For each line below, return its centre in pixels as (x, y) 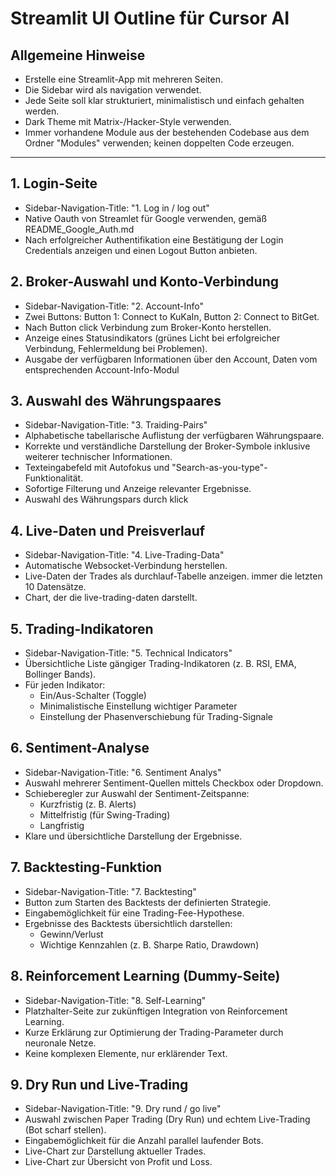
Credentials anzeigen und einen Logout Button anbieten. (141, 250)
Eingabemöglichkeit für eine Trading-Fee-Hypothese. (134, 913)
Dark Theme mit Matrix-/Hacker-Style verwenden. (128, 121)
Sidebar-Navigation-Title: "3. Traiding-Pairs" (116, 425)
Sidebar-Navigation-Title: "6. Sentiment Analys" (123, 772)
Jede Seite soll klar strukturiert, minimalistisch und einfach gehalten (164, 100)
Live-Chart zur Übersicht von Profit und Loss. (118, 1162)
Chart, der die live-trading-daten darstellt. (111, 598)
